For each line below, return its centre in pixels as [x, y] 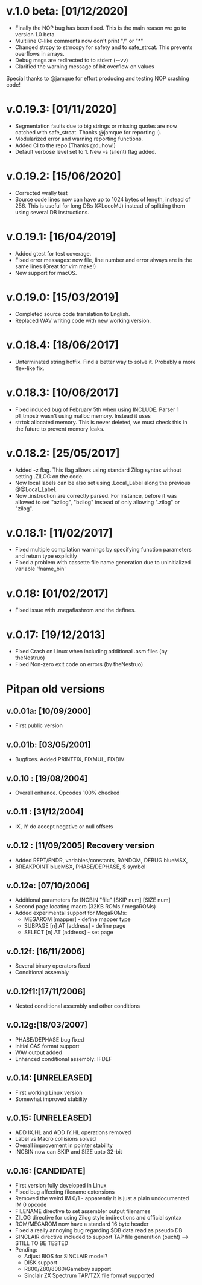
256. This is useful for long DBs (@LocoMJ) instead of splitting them [100, 206]
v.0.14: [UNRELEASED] [49, 1078]
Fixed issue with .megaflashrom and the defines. [75, 610]
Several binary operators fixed [52, 966]
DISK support [41, 1263]
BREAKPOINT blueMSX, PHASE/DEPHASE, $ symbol [80, 867]
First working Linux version [49, 1092]
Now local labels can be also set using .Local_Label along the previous [103, 483]
